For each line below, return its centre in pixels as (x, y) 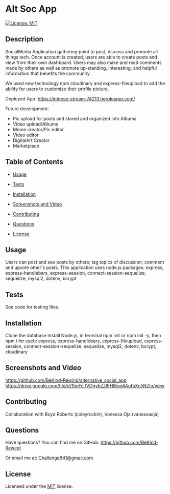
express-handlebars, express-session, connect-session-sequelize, (76, 273)
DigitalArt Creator (31, 140)
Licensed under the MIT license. (39, 486)
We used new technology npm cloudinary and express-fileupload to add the (85, 83)
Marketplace (26, 146)
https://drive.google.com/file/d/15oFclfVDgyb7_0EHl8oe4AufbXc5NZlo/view (85, 385)
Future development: (27, 109)
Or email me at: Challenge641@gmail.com (49, 458)
